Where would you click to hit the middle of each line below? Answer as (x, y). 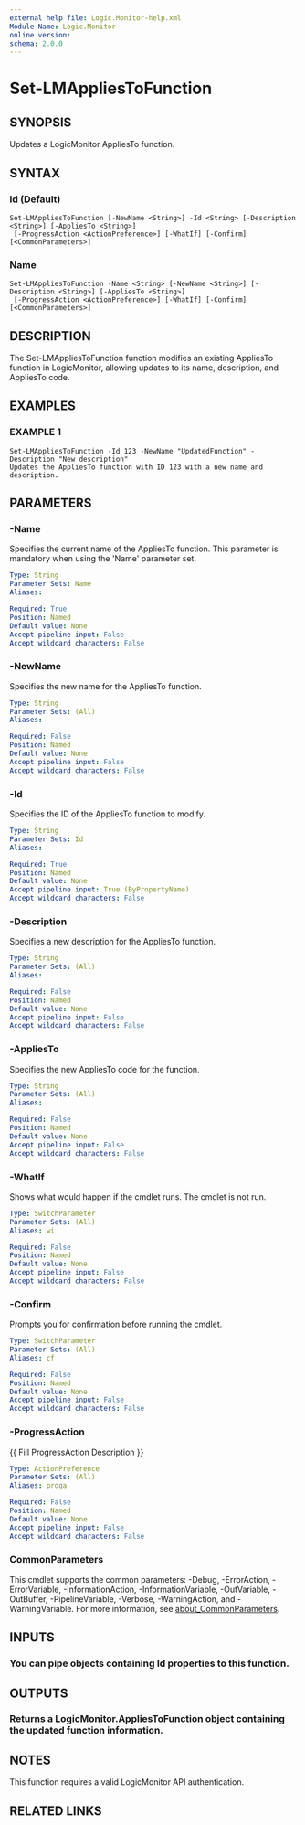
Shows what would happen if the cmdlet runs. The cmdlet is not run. (138, 1196)
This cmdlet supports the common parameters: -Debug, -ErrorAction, (140, 1579)
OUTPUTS (39, 1693)
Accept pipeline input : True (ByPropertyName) (100, 890)
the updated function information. (87, 1731)
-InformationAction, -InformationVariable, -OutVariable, (167, 1589)
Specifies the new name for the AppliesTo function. (106, 686)
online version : (40, 35)
